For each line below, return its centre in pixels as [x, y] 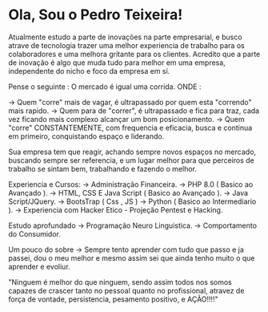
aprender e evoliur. [39, 266]
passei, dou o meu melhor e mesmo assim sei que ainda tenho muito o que [132, 257]
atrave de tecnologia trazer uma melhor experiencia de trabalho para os [127, 45]
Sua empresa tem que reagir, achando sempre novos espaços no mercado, [132, 152]
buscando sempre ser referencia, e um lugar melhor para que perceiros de [131, 160]
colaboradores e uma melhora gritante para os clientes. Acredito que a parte [134, 54]
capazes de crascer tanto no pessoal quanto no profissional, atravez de [126, 290]
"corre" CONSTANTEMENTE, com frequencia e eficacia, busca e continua [130, 128]
